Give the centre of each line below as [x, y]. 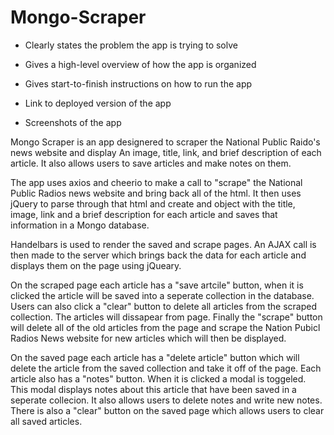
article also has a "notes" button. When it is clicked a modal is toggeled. [158, 378]
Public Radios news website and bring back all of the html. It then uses [156, 193]
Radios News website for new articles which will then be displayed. [148, 338]
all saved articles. [46, 421]
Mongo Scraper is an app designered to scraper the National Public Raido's [165, 142]
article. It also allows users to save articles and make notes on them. [151, 163]
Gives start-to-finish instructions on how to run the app [138, 83]
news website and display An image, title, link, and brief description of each [166, 152]
